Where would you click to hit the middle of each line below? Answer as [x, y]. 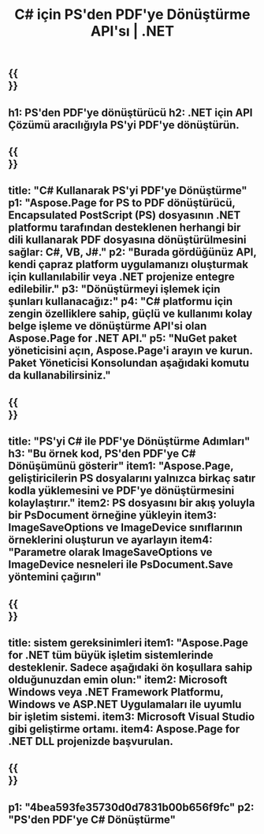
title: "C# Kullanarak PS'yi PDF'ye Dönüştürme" [128, 191]
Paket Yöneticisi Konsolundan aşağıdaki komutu [129, 363]
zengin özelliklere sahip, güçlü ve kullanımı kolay [130, 314]
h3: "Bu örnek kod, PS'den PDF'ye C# [102, 454]
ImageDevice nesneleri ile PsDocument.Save [121, 565]
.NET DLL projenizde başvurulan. [91, 741]
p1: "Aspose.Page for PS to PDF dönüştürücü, [122, 203]
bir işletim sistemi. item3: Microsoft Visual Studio [132, 716]
